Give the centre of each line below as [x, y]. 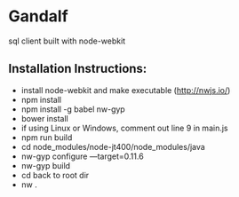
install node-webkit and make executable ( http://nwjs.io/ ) [126, 90]
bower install [44, 118]
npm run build [47, 137]
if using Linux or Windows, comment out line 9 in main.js [124, 128]
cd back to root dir [55, 175]
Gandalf [38, 16]
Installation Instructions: [78, 69]
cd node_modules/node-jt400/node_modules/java [113, 146]
